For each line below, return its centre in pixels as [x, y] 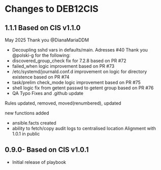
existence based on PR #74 [41, 77]
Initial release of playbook [39, 162]
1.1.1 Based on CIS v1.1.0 [43, 28]
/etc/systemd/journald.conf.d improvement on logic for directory [79, 71]
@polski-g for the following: [41, 55]
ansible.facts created [34, 123]
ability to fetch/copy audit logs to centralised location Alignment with [84, 128]
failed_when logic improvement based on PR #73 [63, 66]
